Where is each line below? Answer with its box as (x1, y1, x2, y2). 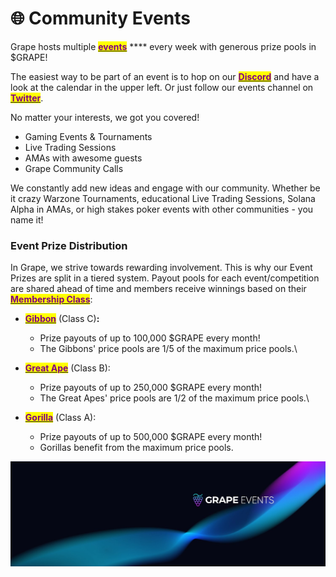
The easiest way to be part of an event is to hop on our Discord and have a (10, 70, 320, 82)
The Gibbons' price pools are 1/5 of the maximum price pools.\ (39, 343, 298, 355)
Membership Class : (10, 293, 93, 306)
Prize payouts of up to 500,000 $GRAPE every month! (39, 431, 263, 443)
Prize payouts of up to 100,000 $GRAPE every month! (39, 332, 261, 344)
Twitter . (10, 92, 44, 104)
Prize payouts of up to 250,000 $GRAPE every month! (39, 382, 263, 394)
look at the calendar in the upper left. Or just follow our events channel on (10, 81, 314, 93)
